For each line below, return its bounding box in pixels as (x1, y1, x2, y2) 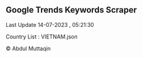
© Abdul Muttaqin (5, 45, 51, 52)
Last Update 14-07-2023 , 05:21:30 (5, 21, 94, 28)
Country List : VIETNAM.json (5, 33, 78, 40)
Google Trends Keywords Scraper (5, 5, 137, 15)
